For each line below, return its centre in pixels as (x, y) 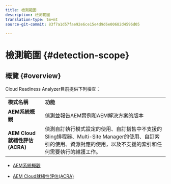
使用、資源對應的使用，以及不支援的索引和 (106, 144)
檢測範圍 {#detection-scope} (67, 55)
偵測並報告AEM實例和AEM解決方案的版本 (94, 116)
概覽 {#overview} (33, 76)
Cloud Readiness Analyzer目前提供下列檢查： (53, 89)
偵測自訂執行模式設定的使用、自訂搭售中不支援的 (104, 129)
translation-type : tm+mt (32, 19)
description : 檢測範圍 (28, 15)
